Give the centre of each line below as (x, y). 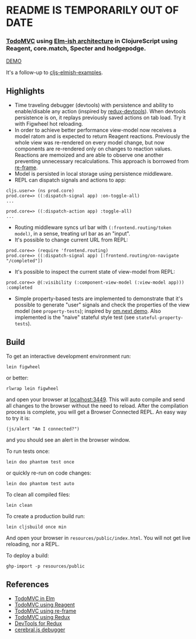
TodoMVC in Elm (35, 598)
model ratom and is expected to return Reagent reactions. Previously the (102, 136)
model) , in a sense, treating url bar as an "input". (72, 234)
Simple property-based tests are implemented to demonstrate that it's (99, 299)
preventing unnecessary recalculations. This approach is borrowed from (102, 162)
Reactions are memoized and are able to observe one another (89, 155)
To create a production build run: (46, 516)
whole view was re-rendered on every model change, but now (90, 143)
